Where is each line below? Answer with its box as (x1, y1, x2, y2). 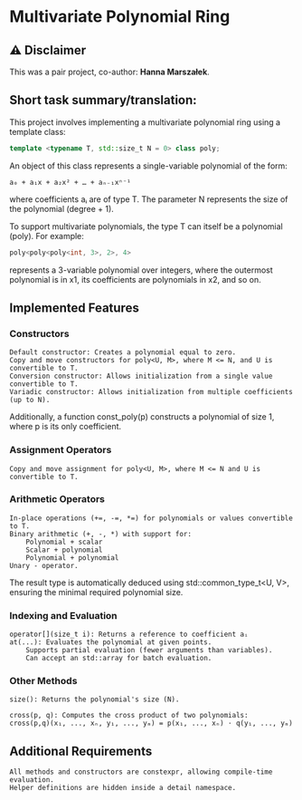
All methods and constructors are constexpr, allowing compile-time (9, 767, 273, 776)
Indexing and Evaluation (9, 609, 118, 622)
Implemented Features (9, 300, 140, 315)
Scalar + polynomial (25, 545, 103, 554)
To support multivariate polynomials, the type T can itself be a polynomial (9, 220, 283, 232)
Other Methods (9, 675, 78, 688)
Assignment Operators (9, 444, 112, 457)
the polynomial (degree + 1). (9, 203, 115, 214)
